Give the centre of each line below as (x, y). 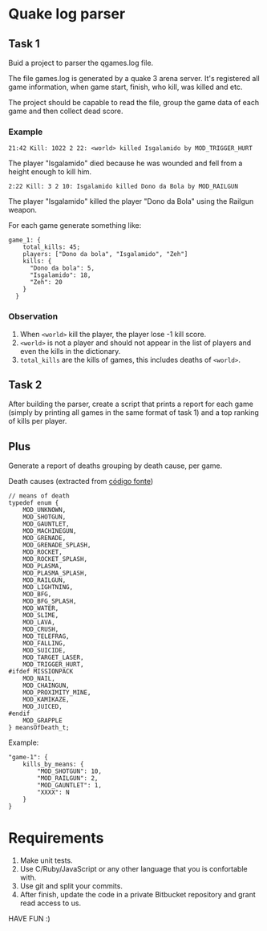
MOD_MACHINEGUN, (50, 531)
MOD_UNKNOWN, (44, 510)
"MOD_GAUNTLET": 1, (70, 786)
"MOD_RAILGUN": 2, (68, 779)
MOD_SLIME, (41, 616)
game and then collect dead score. (66, 111)
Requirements (56, 838)
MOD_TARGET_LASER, (53, 658)
